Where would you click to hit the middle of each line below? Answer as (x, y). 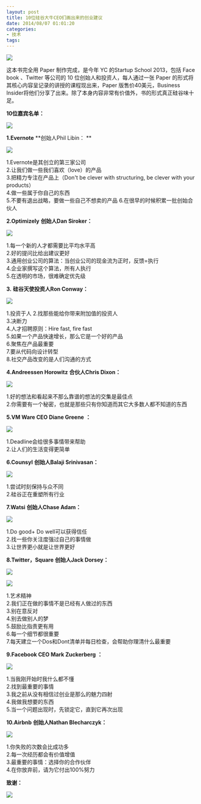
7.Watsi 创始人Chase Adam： (44, 507)
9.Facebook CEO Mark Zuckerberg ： (55, 654)
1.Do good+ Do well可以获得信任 (47, 531)
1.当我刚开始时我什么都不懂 (40, 679)
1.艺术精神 (19, 596)
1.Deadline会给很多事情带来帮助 (46, 441)
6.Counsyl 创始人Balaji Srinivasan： (52, 462)
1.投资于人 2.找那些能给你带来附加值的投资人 (62, 313)
